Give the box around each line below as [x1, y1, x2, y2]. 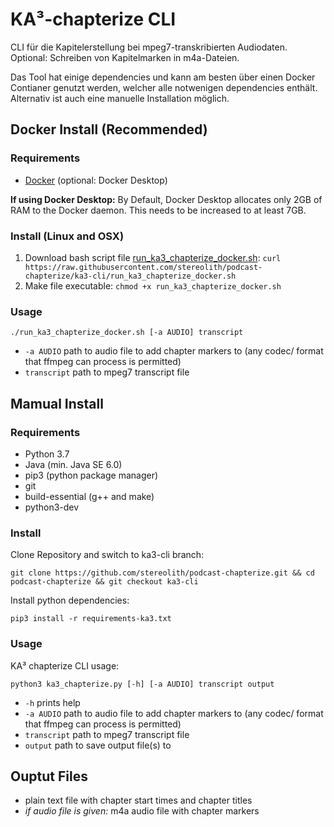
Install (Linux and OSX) [10, 229, 125, 243]
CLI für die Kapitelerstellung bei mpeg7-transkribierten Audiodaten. [10, 41, 288, 53]
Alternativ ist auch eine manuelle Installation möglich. [10, 92, 230, 104]
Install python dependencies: [10, 594, 130, 607]
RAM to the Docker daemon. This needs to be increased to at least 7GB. [10, 204, 307, 216]
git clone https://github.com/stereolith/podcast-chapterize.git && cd [10, 568, 315, 578]
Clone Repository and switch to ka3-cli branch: [10, 549, 205, 561]
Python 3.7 [24, 448, 70, 460]
